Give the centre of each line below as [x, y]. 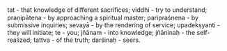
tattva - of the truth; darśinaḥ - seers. [87, 40]
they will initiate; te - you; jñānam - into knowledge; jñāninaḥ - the [101, 32]
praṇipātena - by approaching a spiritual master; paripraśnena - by [103, 17]
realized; [20, 40]
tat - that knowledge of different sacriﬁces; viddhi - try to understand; [107, 10]
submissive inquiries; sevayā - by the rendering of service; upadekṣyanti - [114, 25]
